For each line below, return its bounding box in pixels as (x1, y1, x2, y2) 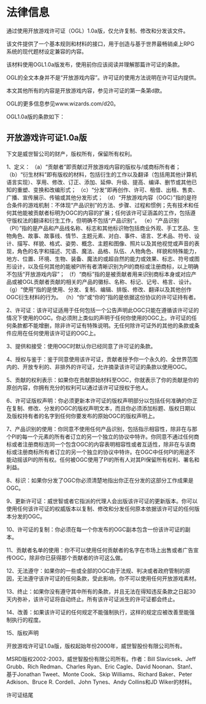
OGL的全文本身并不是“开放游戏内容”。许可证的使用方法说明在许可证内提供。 (6, 74, 200, 81)
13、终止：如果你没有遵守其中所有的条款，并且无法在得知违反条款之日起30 (6, 587, 196, 595)
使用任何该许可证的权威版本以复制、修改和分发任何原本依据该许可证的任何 (6, 505, 194, 512)
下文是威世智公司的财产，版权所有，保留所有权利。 (6, 150, 135, 157)
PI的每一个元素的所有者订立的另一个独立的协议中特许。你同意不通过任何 (11, 433, 194, 440)
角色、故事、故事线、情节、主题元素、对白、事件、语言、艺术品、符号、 (11, 232, 194, 239)
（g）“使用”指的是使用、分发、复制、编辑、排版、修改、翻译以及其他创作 (6, 286, 192, 293)
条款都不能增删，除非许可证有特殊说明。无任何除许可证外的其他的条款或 (11, 321, 194, 329)
